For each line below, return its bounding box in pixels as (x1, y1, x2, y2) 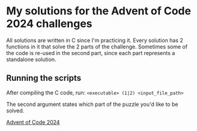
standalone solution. (6, 56, 56, 63)
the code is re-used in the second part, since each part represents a (6, 49, 175, 56)
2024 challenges (6, 17, 92, 31)
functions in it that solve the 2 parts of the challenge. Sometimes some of (6, 43, 188, 50)
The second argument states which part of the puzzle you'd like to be (6, 100, 178, 108)
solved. (6, 106, 25, 114)
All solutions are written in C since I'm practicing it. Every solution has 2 (6, 36, 183, 44)
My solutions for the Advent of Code (6, 4, 191, 18)
